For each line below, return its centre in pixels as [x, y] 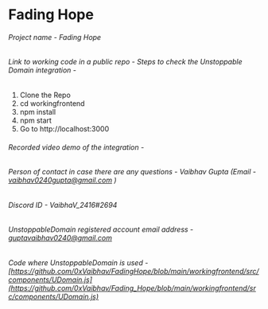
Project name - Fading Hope [55, 37]
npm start [35, 120]
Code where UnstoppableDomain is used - [78, 263]
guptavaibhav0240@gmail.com [60, 238]
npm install [38, 112]
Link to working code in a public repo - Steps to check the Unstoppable [125, 62]
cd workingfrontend [52, 104]
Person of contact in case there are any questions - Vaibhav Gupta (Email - [132, 172]
